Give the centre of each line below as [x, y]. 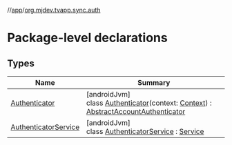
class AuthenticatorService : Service [145, 132]
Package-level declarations [87, 38]
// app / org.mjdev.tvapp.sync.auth [54, 10]
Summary [154, 83]
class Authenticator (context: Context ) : [149, 103]
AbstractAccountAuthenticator [136, 112]
